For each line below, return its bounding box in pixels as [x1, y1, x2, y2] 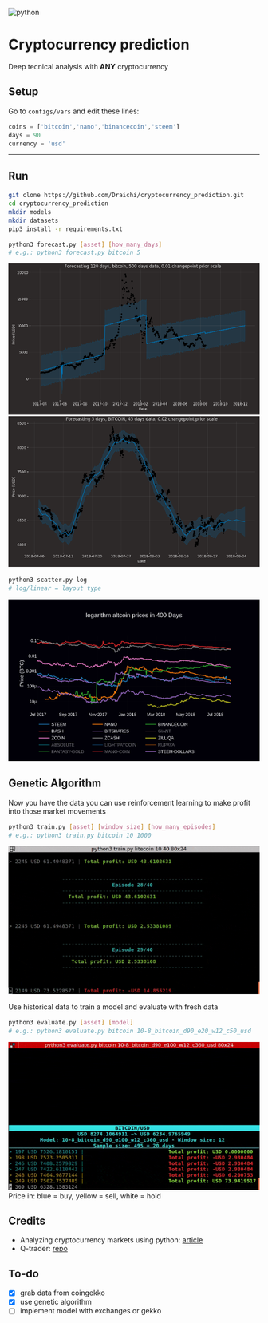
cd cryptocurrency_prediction [8, 200, 109, 208]
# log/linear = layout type [8, 584, 102, 592]
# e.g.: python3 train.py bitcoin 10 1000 [8, 831, 152, 839]
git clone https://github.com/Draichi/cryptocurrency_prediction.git [8, 192, 245, 200]
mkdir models [8, 208, 52, 216]
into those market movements [8, 806, 106, 816]
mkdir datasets [8, 216, 59, 224]
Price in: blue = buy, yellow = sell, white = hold [8, 1190, 162, 1201]
